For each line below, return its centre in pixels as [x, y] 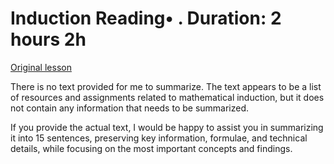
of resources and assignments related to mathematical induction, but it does [167, 97]
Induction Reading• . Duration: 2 [146, 18]
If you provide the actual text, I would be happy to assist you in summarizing [167, 127]
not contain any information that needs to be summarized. [130, 108]
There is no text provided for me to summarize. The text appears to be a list [166, 86]
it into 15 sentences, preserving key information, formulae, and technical [159, 138]
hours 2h [48, 39]
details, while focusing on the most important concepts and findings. [151, 148]
